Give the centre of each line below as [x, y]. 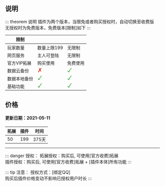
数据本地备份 [20, 79]
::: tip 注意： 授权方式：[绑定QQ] [38, 172]
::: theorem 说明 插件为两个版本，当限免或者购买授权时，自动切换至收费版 [80, 22]
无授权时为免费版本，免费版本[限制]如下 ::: [48, 27]
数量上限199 [50, 48]
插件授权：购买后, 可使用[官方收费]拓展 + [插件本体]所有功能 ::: [68, 162]
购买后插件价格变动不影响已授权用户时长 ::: [49, 179]
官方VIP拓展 [19, 63]
